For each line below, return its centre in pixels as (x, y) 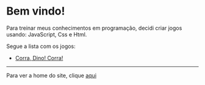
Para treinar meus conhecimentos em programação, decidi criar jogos (94, 28)
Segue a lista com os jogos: (41, 46)
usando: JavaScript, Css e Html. (47, 34)
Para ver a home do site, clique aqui (51, 75)
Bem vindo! (36, 11)
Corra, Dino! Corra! (39, 58)
